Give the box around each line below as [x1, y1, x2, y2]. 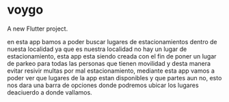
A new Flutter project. [7, 24, 68, 33]
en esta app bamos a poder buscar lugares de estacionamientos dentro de [7, 37, 217, 46]
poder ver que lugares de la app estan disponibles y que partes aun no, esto [7, 73, 222, 82]
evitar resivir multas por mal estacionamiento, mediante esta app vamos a [7, 67, 215, 75]
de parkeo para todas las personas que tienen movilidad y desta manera [7, 59, 211, 67]
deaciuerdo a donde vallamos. [7, 88, 92, 97]
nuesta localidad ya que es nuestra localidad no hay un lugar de [7, 45, 187, 53]
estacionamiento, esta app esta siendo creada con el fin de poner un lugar [7, 52, 217, 60]
